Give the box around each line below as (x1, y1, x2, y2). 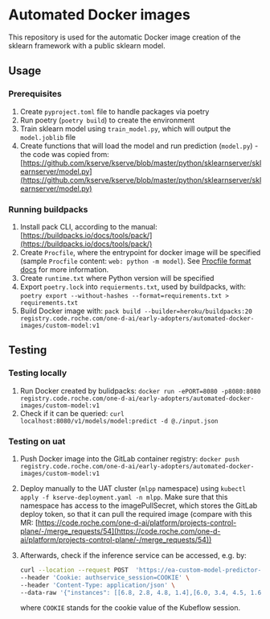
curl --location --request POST (19, 566, 129, 574)
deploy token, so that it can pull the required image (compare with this (19, 509, 252, 518)
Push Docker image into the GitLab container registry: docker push (19, 453, 239, 464)
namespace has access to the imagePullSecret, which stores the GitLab (19, 501, 258, 510)
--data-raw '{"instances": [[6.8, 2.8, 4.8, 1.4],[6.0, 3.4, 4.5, (19, 588, 247, 596)
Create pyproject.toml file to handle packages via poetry (19, 106, 210, 116)
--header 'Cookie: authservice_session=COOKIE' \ (19, 573, 190, 581)
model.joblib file (19, 132, 76, 142)
